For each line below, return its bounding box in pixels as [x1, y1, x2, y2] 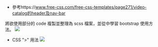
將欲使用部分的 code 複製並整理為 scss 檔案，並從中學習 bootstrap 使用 [5, 21, 149, 26]
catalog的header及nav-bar [12, 10, 66, 16]
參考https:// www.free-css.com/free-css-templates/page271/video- [12, 4, 147, 10]
